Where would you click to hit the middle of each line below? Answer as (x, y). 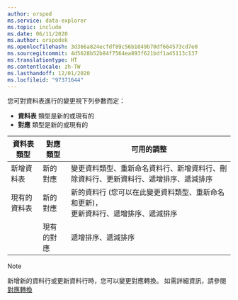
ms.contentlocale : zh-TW (44, 67)
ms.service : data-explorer (47, 21)
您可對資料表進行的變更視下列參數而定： (66, 101)
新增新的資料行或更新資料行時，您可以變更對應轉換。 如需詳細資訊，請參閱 (117, 281)
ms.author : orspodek (38, 40)
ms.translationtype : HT (42, 60)
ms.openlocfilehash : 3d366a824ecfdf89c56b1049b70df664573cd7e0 (103, 47)
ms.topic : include (34, 27)
